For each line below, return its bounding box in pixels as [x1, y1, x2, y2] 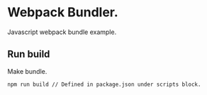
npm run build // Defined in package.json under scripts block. [7, 81, 201, 88]
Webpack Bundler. [7, 4, 118, 21]
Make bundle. [7, 67, 47, 75]
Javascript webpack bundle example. [7, 28, 117, 36]
